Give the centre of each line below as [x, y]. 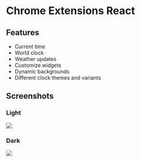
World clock [29, 53]
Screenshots [30, 96]
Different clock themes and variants [58, 78]
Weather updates [36, 59]
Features [23, 33]
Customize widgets [38, 65]
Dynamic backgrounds [42, 71]
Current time [30, 46]
